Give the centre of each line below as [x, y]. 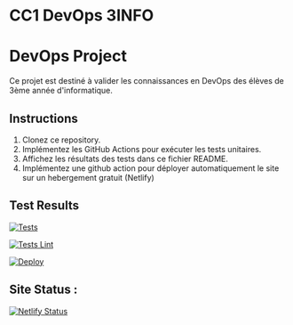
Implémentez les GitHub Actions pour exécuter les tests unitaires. [142, 149]
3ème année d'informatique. [61, 91]
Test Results [44, 206]
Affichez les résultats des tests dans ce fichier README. [125, 158]
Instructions [44, 118]
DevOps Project [68, 57]
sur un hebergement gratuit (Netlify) [88, 177]
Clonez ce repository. [61, 140]
